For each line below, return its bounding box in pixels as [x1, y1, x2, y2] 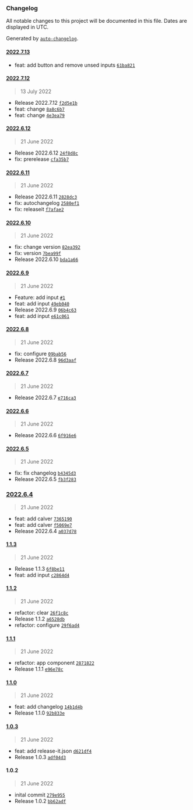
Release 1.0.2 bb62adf [14, 797, 66, 804]
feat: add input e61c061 [14, 312, 70, 320]
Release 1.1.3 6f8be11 [14, 565, 65, 572]
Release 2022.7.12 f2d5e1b [14, 99, 78, 106]
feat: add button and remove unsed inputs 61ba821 [14, 61, 135, 68]
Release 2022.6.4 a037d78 [14, 527, 77, 534]
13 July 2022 [20, 88, 52, 95]
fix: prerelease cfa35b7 [14, 155, 69, 162]
